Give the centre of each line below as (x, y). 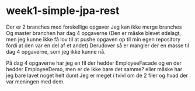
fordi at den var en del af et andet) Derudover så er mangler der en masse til (98, 45)
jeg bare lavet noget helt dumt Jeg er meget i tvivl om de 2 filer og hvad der (97, 75)
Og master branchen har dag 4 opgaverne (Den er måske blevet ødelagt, (93, 33)
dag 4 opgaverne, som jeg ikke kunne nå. (56, 51)
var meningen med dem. (36, 81)
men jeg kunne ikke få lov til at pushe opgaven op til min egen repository (93, 39)
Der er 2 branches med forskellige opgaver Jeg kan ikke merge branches (94, 27)
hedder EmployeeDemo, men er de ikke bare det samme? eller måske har (94, 69)
